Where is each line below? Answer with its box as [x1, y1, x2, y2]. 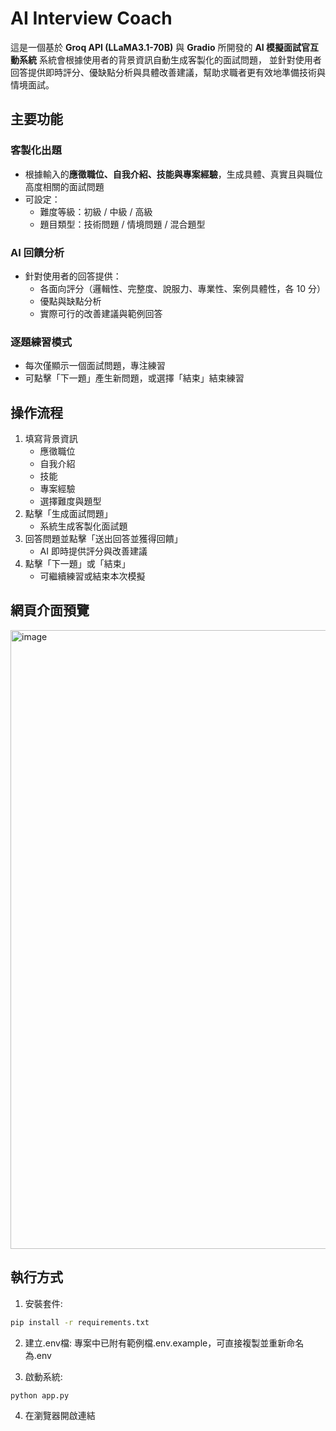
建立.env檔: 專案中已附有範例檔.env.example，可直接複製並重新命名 [24, 1337, 305, 1349]
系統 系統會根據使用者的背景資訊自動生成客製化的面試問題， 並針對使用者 [18, 53, 322, 66]
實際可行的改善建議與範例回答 [39, 307, 163, 319]
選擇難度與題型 [39, 495, 102, 507]
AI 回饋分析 [10, 245, 65, 259]
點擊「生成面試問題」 [24, 508, 113, 520]
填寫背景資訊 [24, 433, 78, 445]
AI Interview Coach [10, 7, 173, 30]
